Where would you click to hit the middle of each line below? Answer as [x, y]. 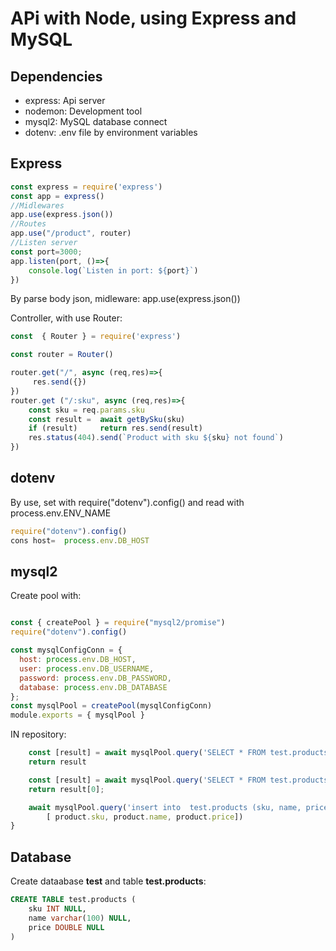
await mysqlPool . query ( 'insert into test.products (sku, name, [165, 807]
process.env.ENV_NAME [61, 513]
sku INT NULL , [57, 909]
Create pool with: [46, 596]
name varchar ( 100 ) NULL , [80, 918]
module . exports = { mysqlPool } [77, 715]
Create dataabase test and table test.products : [108, 881]
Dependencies [56, 76]
